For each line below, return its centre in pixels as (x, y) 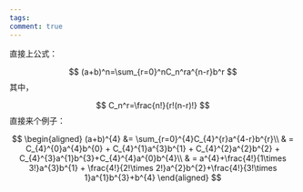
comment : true (36, 26)
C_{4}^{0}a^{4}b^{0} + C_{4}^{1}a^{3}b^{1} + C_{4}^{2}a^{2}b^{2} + (153, 148)
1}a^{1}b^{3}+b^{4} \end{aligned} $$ (153, 177)
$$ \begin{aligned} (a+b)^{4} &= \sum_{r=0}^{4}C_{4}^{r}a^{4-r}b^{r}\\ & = (153, 138)
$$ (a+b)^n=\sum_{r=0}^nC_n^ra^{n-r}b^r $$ (153, 71)
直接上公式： (33, 53)
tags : (20, 18)
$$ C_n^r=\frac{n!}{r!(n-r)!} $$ (153, 105)
